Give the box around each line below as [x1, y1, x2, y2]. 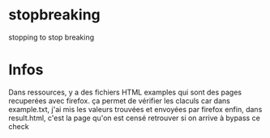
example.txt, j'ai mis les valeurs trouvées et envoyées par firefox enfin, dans [8, 104, 263, 114]
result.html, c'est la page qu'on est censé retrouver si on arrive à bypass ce [8, 113, 261, 123]
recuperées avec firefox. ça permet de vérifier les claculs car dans [8, 95, 231, 106]
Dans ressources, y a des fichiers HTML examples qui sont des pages [8, 87, 242, 97]
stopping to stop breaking [8, 32, 95, 42]
